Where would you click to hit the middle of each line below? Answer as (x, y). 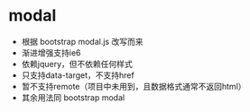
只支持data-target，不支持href (78, 75)
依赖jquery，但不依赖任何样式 (77, 64)
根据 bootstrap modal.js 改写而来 (82, 41)
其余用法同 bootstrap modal (73, 97)
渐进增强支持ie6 (51, 52)
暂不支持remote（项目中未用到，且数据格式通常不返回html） (134, 86)
